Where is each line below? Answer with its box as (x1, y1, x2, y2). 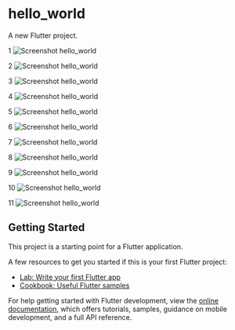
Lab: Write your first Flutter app (19, 272, 121, 281)
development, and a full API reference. (8, 312, 132, 322)
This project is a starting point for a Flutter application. (8, 241, 183, 251)
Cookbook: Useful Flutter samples (19, 280, 130, 290)
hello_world (8, 5, 86, 23)
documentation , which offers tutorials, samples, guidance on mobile (8, 304, 227, 313)
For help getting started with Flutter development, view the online (8, 295, 219, 305)
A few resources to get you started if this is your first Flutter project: (8, 257, 227, 266)
